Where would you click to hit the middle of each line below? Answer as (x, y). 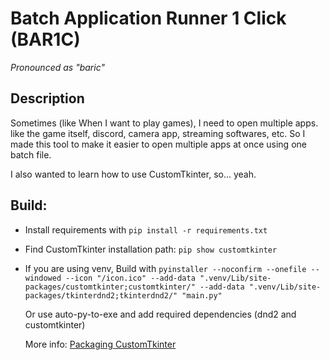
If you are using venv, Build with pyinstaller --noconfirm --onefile (165, 268)
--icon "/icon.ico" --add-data (130, 278)
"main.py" (202, 295)
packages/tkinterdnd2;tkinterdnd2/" (101, 295)
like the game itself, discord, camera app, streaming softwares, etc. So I (158, 133)
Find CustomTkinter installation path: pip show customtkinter (151, 249)
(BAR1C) (45, 39)
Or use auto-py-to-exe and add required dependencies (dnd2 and (160, 314)
